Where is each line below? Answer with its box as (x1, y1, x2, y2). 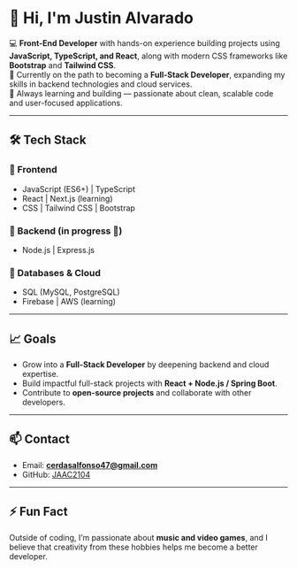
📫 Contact (9, 432, 71, 447)
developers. (21, 397, 66, 408)
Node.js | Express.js (21, 244, 95, 255)
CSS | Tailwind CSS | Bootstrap (21, 203, 135, 213)
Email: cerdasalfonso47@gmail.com (21, 459, 158, 470)
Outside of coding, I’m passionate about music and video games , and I (9, 532, 268, 542)
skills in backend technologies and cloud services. (9, 79, 193, 89)
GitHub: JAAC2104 (21, 469, 91, 480)
